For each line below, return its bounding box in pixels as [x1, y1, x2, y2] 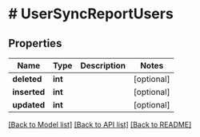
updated [12, 100, 46, 110]
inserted [12, 87, 46, 97]
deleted [12, 73, 42, 84]
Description [79, 61, 126, 71]
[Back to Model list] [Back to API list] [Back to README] [8, 120, 192, 129]
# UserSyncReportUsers [8, 5, 174, 23]
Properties [8, 37, 62, 50]
